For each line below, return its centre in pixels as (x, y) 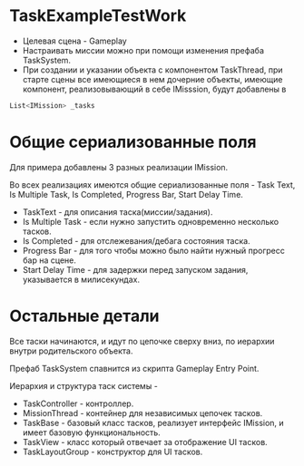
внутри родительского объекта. (71, 351)
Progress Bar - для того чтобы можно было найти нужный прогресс (154, 250)
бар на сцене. (49, 260)
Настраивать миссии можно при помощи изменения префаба (143, 50)
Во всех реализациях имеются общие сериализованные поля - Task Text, (152, 184)
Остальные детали (85, 316)
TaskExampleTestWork (98, 16)
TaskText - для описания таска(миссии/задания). (118, 212)
